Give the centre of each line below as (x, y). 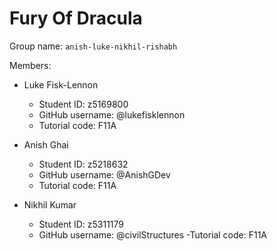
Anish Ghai (46, 144)
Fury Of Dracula (76, 18)
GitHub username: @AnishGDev (104, 174)
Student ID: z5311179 (81, 224)
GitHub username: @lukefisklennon (112, 114)
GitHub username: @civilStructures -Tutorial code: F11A (153, 234)
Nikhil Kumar (50, 204)
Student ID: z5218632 (83, 164)
